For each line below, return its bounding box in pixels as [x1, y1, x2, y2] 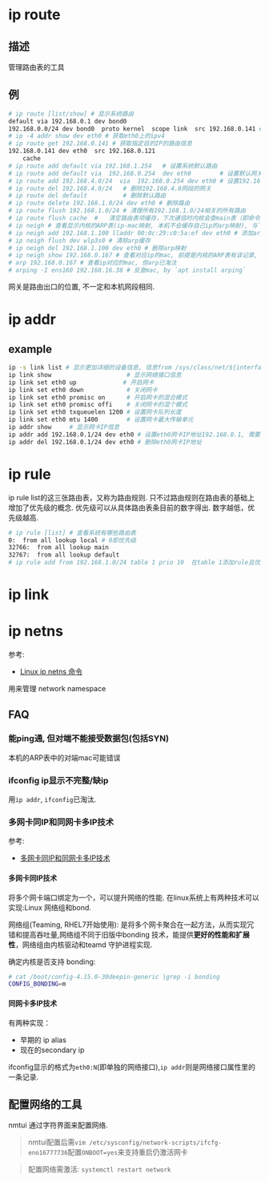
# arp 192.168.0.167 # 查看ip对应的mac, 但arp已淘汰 [8, 259, 178, 267]
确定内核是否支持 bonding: [8, 957, 96, 966]
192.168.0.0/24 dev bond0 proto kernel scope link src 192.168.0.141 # [8, 124, 263, 133]
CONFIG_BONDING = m [8, 980, 66, 988]
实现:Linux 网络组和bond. [8, 902, 92, 912]
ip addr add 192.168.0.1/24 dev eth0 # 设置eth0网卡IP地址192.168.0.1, [8, 431, 246, 439]
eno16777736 [27, 1149, 68, 1157]
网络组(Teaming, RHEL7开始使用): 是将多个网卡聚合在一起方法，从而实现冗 [8, 920, 255, 929]
